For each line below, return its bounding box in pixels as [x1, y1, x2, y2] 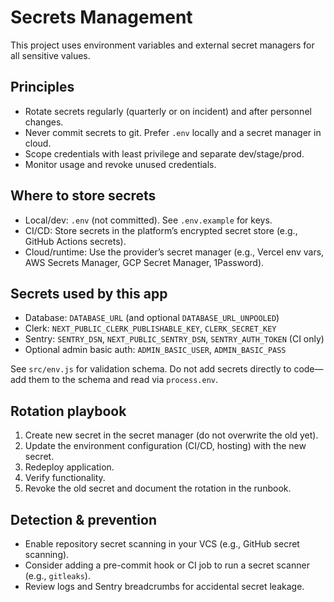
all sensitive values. [10, 49, 91, 61]
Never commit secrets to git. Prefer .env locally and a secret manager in [24, 126, 322, 138]
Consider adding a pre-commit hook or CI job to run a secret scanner [24, 559, 310, 571]
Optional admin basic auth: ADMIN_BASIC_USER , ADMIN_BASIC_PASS [24, 344, 287, 356]
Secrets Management [10, 6, 193, 29]
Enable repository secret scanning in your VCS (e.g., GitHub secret [24, 538, 300, 550]
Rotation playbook [10, 402, 127, 420]
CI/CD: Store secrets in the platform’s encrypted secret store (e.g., [24, 224, 298, 236]
